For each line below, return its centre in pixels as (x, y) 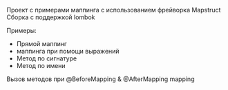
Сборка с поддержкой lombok (51, 17)
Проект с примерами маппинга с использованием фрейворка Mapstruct (114, 10)
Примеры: (22, 31)
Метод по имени (41, 66)
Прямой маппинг (41, 44)
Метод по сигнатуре (47, 58)
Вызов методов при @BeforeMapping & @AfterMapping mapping (101, 79)
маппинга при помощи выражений (68, 51)
